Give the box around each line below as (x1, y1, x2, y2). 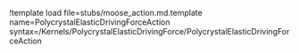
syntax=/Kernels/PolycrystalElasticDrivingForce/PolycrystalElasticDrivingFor (9, 26, 290, 36)
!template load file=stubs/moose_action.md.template (9, 8, 203, 18)
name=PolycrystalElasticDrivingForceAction (9, 17, 170, 27)
